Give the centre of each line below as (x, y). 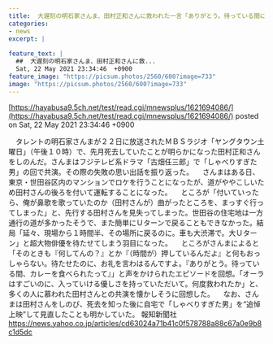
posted (247, 115)
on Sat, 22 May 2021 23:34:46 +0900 (71, 124)
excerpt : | (27, 39)
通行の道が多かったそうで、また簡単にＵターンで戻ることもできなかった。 (133, 222)
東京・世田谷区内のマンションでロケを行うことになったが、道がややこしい (133, 182)
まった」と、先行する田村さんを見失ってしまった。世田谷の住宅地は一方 (143, 212)
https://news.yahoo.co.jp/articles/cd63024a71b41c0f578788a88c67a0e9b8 (135, 323)
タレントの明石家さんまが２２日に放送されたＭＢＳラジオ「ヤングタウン (136, 141)
